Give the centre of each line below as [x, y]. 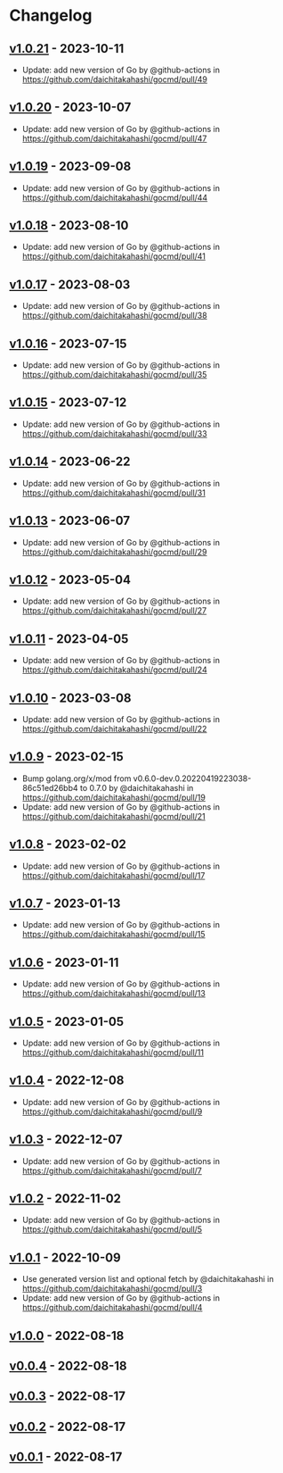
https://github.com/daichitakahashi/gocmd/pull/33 [114, 433]
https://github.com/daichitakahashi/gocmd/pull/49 [114, 79]
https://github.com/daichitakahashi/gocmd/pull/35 [114, 375]
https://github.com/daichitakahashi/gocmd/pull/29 [114, 552]
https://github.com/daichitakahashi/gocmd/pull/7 [112, 1170]
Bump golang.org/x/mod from [77, 778]
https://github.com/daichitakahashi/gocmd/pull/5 [112, 1229]
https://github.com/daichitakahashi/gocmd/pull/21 [114, 816]
